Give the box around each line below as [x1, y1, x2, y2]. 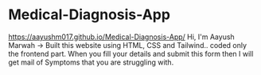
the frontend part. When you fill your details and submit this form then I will [8, 49, 254, 58]
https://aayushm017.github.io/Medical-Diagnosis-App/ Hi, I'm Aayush [8, 32, 235, 41]
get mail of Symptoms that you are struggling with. [8, 57, 174, 67]
